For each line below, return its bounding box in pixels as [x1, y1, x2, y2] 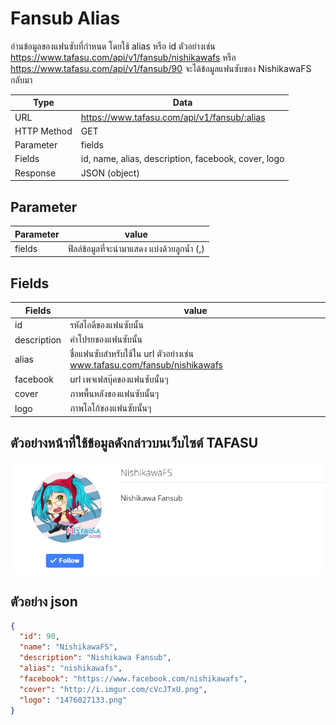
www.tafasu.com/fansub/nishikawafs [69, 359, 223, 371]
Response [14, 167, 57, 179]
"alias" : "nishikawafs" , [19, 663, 123, 673]
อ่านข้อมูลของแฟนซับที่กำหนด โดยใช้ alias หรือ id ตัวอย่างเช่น [10, 40, 216, 52]
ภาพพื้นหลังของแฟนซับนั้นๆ [69, 387, 160, 399]
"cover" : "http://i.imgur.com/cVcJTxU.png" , [19, 684, 208, 694]
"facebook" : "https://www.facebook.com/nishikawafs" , [19, 673, 248, 684]
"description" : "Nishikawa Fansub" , [19, 653, 172, 663]
